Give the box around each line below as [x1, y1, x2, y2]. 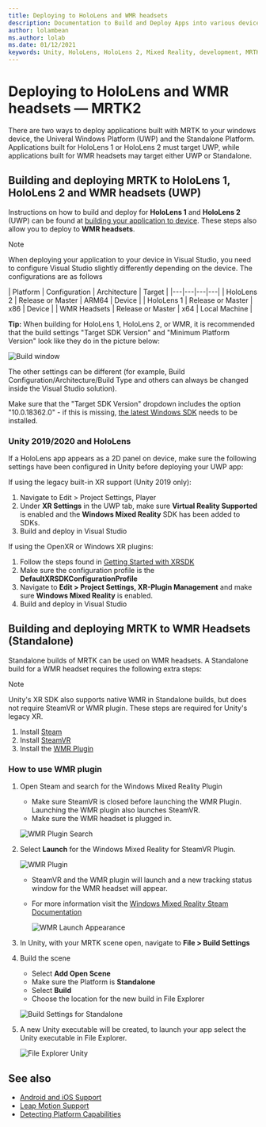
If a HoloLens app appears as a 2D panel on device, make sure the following [8, 453, 257, 464]
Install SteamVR [19, 735, 71, 745]
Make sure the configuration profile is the [19, 566, 155, 575]
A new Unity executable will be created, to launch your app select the [19, 1025, 247, 1034]
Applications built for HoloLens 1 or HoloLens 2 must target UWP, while [8, 142, 240, 151]
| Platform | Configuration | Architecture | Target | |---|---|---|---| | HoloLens [8, 287, 257, 296]
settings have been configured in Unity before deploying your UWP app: [8, 462, 244, 472]
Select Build [31, 986, 72, 995]
